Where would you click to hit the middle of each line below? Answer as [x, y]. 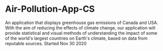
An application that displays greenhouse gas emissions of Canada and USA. [81, 23]
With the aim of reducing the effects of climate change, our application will [80, 27]
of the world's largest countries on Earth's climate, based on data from [76, 38]
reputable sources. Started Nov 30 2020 [46, 43]
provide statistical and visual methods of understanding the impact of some [81, 33]
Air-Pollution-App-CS [50, 9]
